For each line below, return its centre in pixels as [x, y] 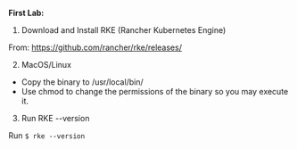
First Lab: [26, 13]
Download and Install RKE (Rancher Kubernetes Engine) [124, 30]
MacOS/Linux [46, 65]
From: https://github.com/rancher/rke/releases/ [95, 47]
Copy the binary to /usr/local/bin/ [82, 82]
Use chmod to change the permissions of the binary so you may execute [155, 91]
